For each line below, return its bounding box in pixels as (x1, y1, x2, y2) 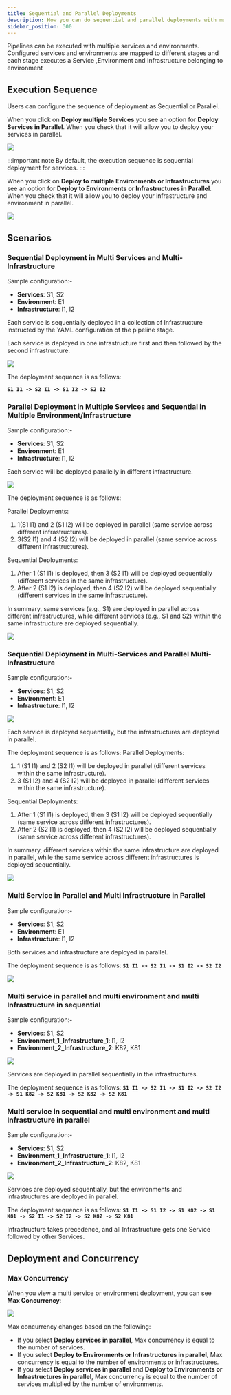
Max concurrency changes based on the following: (7, 1323, 151, 1331)
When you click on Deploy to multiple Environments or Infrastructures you (7, 177, 222, 185)
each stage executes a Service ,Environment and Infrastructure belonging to (7, 57, 223, 65)
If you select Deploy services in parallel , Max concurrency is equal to (16, 1336, 215, 1345)
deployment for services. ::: (7, 163, 85, 172)
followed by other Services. (7, 1232, 85, 1241)
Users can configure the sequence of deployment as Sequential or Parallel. (7, 102, 220, 110)
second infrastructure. (7, 346, 71, 354)
